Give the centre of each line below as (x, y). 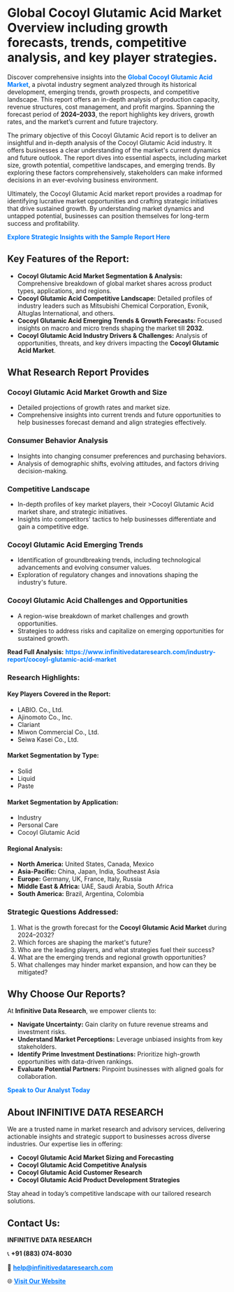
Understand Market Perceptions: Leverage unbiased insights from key (120, 1040)
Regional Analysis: (35, 848)
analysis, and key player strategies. (112, 58)
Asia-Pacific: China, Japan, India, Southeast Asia (89, 871)
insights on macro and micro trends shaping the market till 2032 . (111, 328)
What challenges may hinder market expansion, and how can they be (117, 965)
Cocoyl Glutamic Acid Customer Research (80, 1173)
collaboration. (37, 1077)
